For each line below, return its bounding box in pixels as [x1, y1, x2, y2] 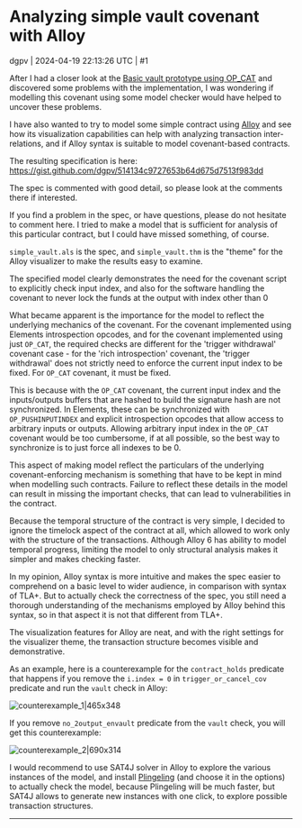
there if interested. [9, 192, 78, 203]
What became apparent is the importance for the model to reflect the [9, 309, 265, 321]
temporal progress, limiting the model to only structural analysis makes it [9, 543, 279, 555]
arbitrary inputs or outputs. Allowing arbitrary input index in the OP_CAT [9, 423, 269, 433]
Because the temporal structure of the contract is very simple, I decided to [9, 515, 286, 526]
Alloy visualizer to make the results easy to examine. [9, 255, 203, 267]
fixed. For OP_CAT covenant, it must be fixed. [9, 367, 172, 378]
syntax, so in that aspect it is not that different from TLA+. [9, 609, 223, 620]
